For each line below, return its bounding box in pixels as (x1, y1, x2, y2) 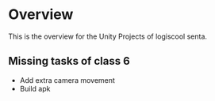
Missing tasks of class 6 (8, 54, 131, 68)
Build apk (19, 84, 51, 93)
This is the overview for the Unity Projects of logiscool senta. (8, 32, 208, 41)
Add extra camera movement (19, 75, 115, 84)
